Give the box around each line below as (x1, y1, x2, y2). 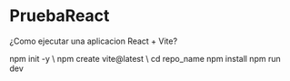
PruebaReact (9, 5, 110, 26)
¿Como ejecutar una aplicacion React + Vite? (9, 35, 178, 46)
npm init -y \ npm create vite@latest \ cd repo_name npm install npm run (9, 53, 281, 64)
